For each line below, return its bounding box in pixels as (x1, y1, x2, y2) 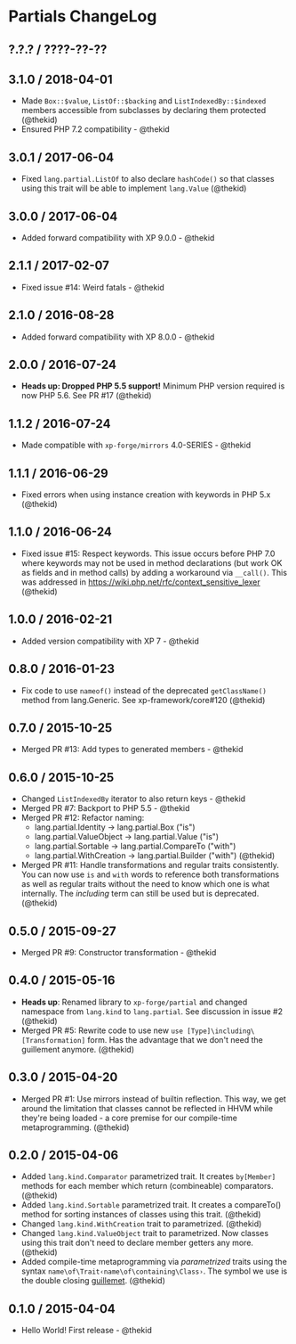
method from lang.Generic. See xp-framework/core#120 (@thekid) (20, 694, 266, 705)
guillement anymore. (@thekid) (20, 1044, 135, 1054)
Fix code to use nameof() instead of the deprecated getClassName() (20, 684, 268, 696)
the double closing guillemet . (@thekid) (20, 1275, 166, 1286)
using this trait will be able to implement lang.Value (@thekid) (20, 183, 247, 193)
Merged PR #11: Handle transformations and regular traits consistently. (20, 860, 279, 871)
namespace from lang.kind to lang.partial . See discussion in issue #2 (20, 1005, 284, 1017)
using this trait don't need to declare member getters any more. (20, 1237, 254, 1249)
